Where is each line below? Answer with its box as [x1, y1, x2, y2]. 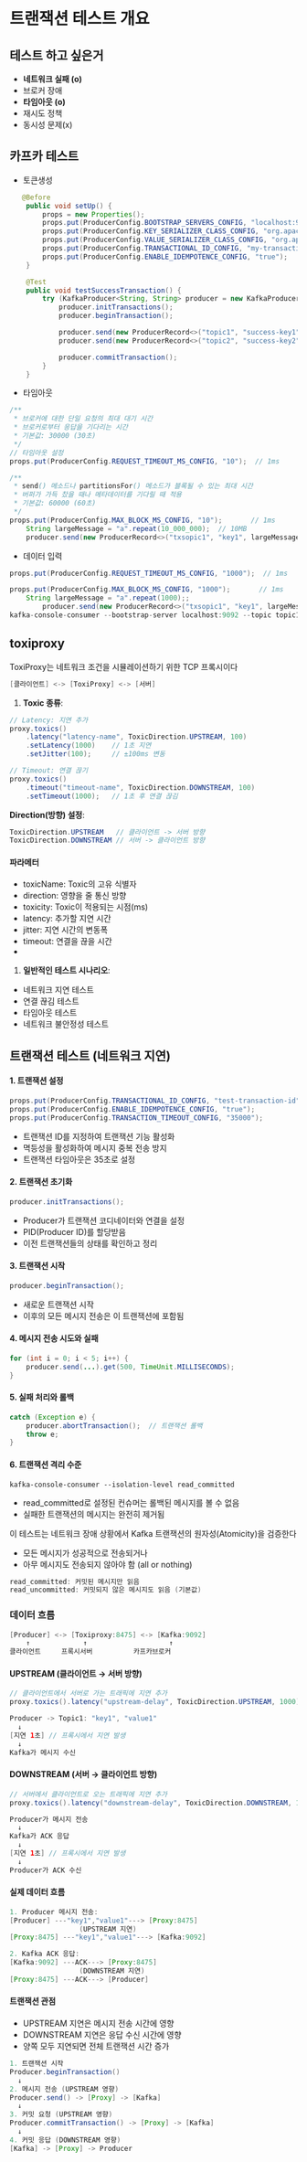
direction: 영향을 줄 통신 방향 [22, 890, 127, 901]
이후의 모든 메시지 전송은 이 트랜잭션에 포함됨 [22, 1310, 185, 1321]
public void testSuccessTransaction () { [26, 285, 182, 295]
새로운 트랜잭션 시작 [22, 1299, 94, 1310]
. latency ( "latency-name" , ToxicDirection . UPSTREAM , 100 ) [26, 732, 248, 741]
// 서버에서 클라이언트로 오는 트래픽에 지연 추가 [9, 1789, 168, 1799]
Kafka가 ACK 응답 [9, 1832, 70, 1841]
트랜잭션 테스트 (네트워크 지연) [9, 1048, 171, 1063]
